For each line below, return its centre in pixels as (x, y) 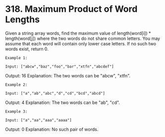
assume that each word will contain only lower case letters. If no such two (81, 43)
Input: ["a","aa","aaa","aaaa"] (38, 120)
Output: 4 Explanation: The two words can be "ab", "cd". (63, 103)
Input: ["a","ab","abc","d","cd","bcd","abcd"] (55, 93)
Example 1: (16, 58)
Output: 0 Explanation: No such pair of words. (52, 129)
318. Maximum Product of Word (71, 9)
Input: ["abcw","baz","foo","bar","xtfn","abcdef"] (59, 67)
